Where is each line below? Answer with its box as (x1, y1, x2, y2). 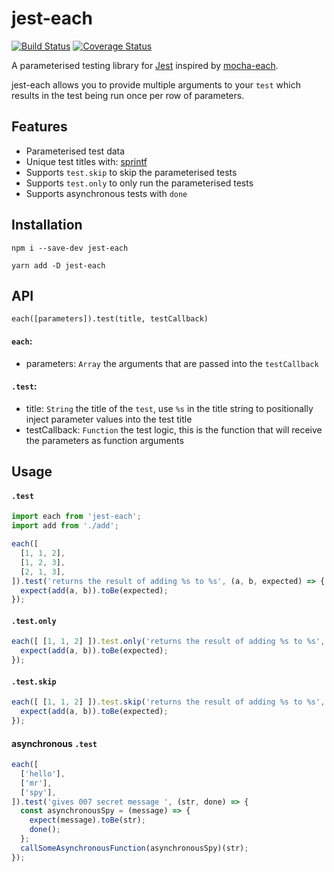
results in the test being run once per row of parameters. (11, 89, 245, 101)
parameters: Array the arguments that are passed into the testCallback (25, 357, 319, 369)
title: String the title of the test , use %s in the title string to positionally (25, 402, 314, 414)
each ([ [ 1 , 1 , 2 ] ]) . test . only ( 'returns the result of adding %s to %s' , (11, 637, 326, 647)
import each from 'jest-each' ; (11, 512, 142, 522)
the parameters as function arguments (25, 434, 184, 446)
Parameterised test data (25, 145, 126, 157)
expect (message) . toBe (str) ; (29, 815, 146, 826)
